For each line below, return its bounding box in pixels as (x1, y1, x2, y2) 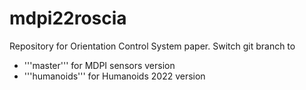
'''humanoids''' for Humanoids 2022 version (23, 70, 206, 82)
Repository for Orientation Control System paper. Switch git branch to (9, 40, 296, 52)
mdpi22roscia (9, 7, 127, 30)
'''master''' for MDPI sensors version (23, 59, 176, 71)
